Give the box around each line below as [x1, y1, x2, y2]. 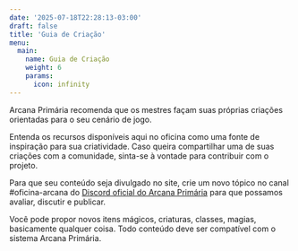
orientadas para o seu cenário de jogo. [9, 114, 152, 125]
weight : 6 [25, 64, 63, 73]
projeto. [9, 160, 38, 170]
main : [17, 47, 38, 56]
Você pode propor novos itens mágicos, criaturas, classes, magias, [9, 213, 257, 224]
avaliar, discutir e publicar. [9, 196, 106, 207]
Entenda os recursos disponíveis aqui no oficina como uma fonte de [9, 131, 260, 142]
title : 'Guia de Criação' [9, 30, 106, 39]
